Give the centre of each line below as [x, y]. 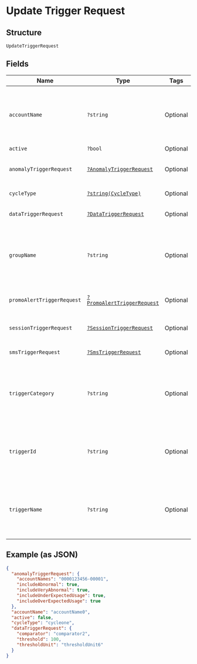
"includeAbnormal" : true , [48, 585]
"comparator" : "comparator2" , [54, 634]
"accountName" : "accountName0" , [51, 612]
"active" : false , [33, 618]
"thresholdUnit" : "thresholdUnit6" [60, 645]
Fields [18, 64]
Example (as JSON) [42, 555]
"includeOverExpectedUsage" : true [59, 601]
